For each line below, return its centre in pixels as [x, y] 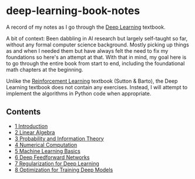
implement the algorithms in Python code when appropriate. [79, 93]
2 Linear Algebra [35, 132]
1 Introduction [31, 126]
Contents [23, 112]
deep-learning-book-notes [73, 11]
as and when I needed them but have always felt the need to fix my [87, 50]
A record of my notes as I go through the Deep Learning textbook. [86, 27]
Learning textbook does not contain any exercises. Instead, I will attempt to [97, 87]
